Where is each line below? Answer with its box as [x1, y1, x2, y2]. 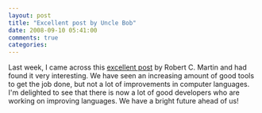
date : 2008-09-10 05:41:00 [8, 26, 98, 34]
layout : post [8, 11, 52, 20]
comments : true [8, 33, 59, 42]
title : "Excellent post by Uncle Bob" [8, 19, 137, 27]
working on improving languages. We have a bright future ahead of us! [8, 96, 240, 106]
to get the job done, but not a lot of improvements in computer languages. [8, 80, 250, 89]
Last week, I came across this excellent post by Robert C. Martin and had [8, 62, 248, 72]
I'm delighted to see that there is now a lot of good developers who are [8, 88, 240, 97]
